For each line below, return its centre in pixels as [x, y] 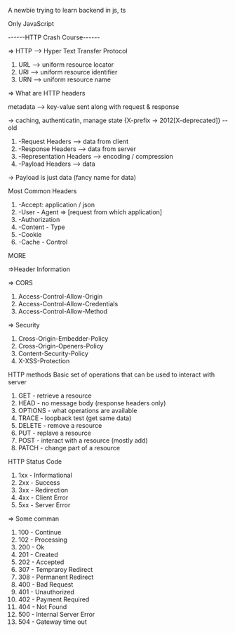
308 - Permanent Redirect [56, 577]
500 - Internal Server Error [56, 614]
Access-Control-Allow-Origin [60, 296]
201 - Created [38, 555]
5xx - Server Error [44, 505]
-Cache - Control [43, 242]
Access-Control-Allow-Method [63, 311]
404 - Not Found [42, 607]
